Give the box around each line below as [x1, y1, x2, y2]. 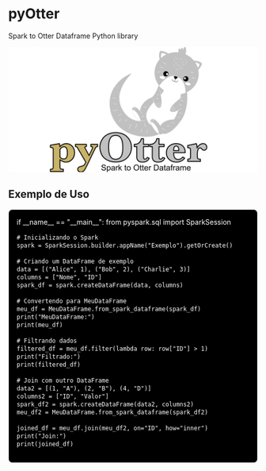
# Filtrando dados [17, 337, 78, 345]
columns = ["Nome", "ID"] [17, 273, 102, 281]
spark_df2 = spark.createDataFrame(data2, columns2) [17, 400, 194, 408]
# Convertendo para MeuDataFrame [17, 297, 127, 305]
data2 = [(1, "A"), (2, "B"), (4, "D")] [17, 384, 152, 392]
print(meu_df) [17, 321, 63, 329]
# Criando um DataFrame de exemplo [17, 257, 135, 265]
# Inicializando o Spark [17, 234, 99, 241]
